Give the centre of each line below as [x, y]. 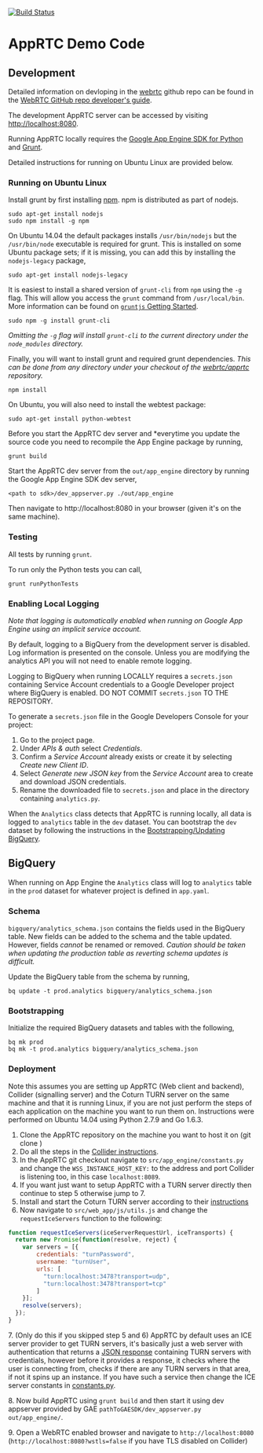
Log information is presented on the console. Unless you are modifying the [129, 652]
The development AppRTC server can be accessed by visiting [108, 115]
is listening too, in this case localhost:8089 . [90, 1176]
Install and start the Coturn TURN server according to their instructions [134, 1202]
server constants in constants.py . [62, 1385]
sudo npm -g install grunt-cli [59, 321]
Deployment [32, 1069]
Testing [23, 537]
